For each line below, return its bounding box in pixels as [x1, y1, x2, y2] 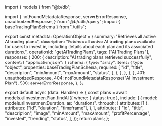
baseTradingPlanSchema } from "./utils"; [5, 24, 87, 30]
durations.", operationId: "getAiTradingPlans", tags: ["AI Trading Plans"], [5, 49, 150, 55]
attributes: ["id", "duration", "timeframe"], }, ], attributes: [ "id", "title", [5, 105, 144, 111]
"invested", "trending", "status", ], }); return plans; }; [5, 116, 110, 121]
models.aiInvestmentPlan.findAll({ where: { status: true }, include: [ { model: [5, 95, 158, 101]
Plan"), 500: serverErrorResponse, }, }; [5, 80, 83, 86]
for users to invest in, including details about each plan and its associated [5, 44, 153, 49]
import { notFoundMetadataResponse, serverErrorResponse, [5, 14, 127, 19]
